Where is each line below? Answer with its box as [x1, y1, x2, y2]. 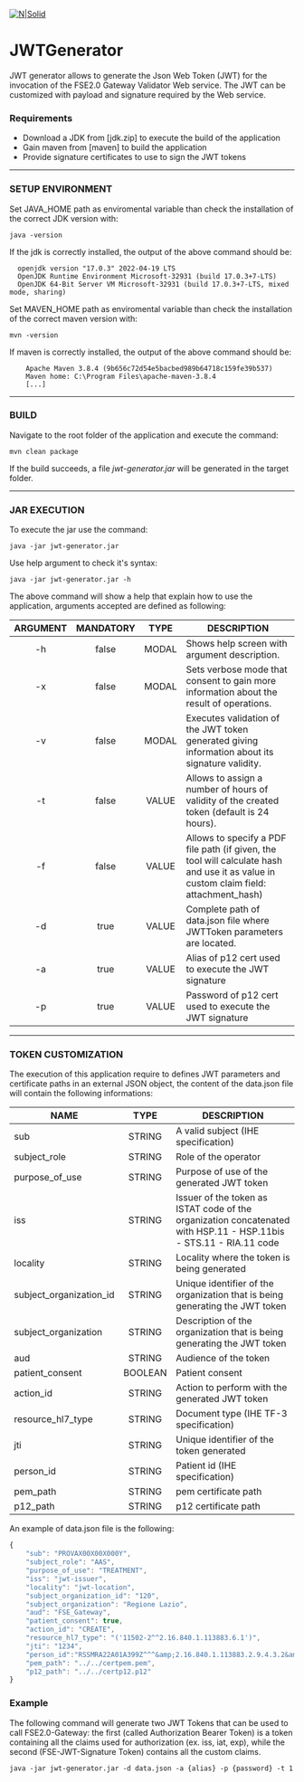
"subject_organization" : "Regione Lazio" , [25, 1599, 188, 1609]
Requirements [9, 111, 73, 124]
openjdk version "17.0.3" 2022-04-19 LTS [17, 263, 176, 273]
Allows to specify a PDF [185, 832, 287, 845]
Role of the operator [176, 1151, 261, 1163]
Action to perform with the [176, 1381, 288, 1394]
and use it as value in [185, 866, 276, 878]
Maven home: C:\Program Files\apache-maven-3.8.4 [25, 372, 217, 381]
